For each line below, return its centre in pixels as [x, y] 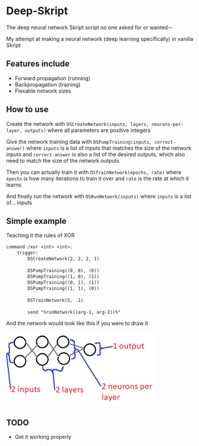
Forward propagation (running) [53, 78]
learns [14, 185]
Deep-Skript [37, 11]
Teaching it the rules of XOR [41, 235]
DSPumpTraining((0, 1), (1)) [64, 283]
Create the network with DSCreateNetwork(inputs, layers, [78, 124]
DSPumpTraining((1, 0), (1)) [64, 277]
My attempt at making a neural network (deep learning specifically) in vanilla [100, 39]
